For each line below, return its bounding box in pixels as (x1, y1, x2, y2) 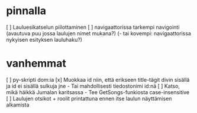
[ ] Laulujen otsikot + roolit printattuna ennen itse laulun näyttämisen (6, 95, 172, 102)
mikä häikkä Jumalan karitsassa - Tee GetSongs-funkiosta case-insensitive (6, 88, 190, 95)
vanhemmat (6, 57, 66, 70)
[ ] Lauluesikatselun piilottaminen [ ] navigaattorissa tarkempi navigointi (6, 24, 180, 31)
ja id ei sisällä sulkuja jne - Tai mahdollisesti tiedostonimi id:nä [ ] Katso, (6, 82, 180, 89)
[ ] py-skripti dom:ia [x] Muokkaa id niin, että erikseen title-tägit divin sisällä (6, 76, 190, 83)
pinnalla (6, 4, 46, 18)
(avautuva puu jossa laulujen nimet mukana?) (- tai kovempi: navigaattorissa (6, 29, 191, 36)
